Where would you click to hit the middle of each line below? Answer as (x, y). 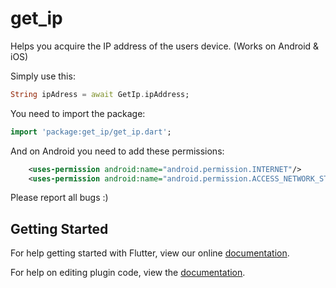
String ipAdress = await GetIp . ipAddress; (100, 94)
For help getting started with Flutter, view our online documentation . (150, 253)
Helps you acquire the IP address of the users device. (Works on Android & (165, 46)
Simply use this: (43, 76)
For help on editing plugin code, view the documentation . (128, 273)
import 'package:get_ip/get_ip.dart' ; (91, 132)
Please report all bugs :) (59, 198)
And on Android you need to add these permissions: (117, 151)
